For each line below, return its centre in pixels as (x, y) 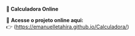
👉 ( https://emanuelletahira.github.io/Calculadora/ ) (67, 27)
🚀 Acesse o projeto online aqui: (45, 20)
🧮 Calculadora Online (32, 9)
